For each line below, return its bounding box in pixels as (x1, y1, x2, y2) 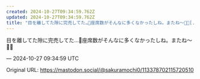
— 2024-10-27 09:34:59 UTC (6, 55, 79, 62)
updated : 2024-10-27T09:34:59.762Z (6, 14, 95, 20)
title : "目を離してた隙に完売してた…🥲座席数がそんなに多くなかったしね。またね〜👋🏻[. (6, 20, 195, 26)
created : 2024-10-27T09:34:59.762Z (6, 8, 95, 15)
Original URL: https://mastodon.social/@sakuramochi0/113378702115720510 (6, 67, 194, 74)
